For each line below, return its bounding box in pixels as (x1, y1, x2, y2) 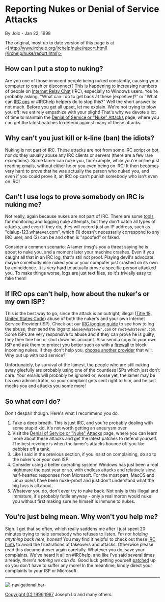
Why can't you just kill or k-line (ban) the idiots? (5, 134, 155, 142)
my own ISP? (5, 297, 45, 306)
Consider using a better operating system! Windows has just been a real (12, 462, 159, 467)
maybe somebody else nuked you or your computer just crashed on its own (5, 260, 158, 266)
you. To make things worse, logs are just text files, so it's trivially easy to (5, 270, 151, 276)
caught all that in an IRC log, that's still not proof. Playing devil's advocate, (5, 254, 155, 260)
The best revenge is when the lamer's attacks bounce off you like (12, 441, 145, 447)
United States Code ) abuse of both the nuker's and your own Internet (5, 316, 145, 321)
